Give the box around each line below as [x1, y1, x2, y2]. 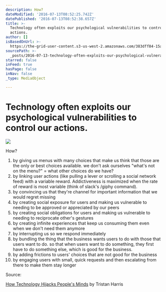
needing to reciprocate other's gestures [12, 215, 94, 221]
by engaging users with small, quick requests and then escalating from [12, 257, 157, 262]
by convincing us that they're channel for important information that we [12, 189, 158, 195]
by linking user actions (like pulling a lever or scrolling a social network [12, 173, 157, 179]
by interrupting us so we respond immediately [12, 230, 106, 236]
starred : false [5, 58, 37, 63]
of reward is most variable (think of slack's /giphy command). [12, 183, 137, 190]
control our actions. [5, 122, 88, 133]
